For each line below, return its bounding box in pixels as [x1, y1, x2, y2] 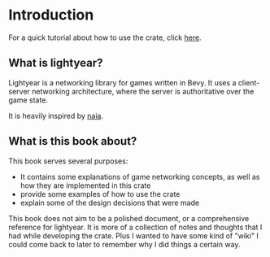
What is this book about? [8, 134, 137, 148]
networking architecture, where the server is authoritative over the [32, 86, 255, 96]
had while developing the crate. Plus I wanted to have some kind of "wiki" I [8, 230, 259, 241]
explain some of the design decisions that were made [20, 198, 200, 207]
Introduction [8, 6, 94, 24]
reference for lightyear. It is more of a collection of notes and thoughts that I [8, 222, 263, 232]
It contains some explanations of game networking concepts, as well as [20, 172, 260, 181]
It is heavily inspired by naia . [8, 111, 104, 120]
